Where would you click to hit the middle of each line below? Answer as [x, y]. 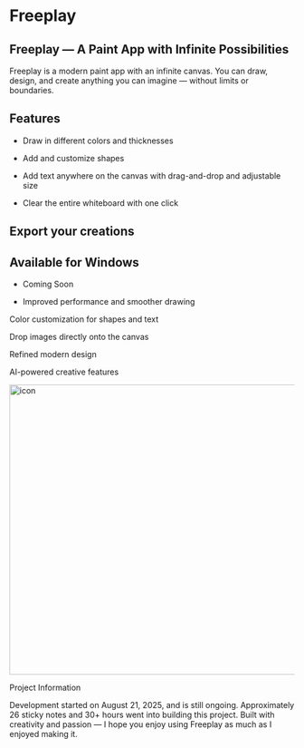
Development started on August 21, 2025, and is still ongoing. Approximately [152, 705]
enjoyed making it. [44, 734]
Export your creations [72, 232]
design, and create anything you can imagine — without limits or [129, 81]
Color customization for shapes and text [84, 319]
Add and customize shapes [73, 158]
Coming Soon [48, 284]
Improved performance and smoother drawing [109, 302]
